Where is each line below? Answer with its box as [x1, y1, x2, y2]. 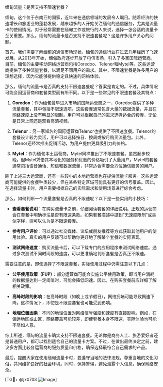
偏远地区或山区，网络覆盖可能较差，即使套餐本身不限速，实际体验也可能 [12, 316, 157, 322]
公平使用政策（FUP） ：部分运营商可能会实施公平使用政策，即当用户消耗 [12, 271, 155, 277]
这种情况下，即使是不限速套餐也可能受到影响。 [20, 300, 114, 305]
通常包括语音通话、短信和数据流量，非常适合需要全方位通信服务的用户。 [12, 163, 157, 169]
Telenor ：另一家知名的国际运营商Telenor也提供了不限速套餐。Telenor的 [12, 128, 156, 134]
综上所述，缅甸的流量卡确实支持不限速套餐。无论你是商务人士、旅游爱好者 [5, 332, 154, 338]
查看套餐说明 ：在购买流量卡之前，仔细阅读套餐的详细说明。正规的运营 [12, 206, 153, 212]
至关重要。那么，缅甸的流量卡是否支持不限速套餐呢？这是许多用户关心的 [5, 33, 149, 38]
